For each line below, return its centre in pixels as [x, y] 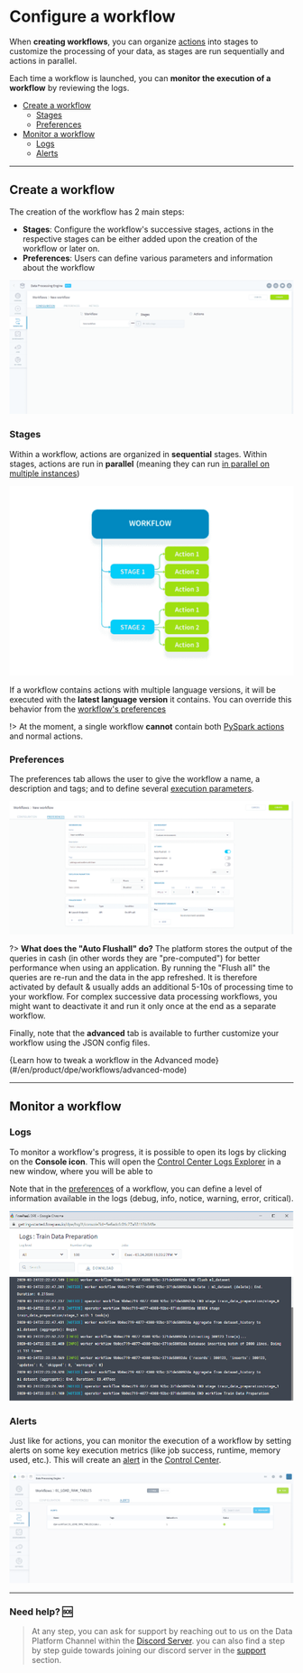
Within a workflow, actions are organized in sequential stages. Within [138, 454]
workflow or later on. [61, 248]
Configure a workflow [92, 17]
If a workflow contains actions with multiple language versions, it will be [143, 689]
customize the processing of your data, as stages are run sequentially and [147, 51]
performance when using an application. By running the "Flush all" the [140, 968]
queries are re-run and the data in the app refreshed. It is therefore [133, 977]
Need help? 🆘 [41, 1612]
